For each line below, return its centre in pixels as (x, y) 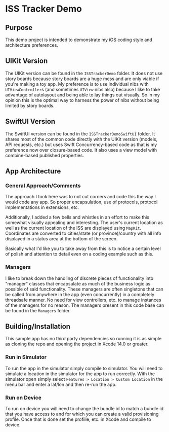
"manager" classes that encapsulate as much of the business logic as (78, 283)
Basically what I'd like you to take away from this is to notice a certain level (83, 248)
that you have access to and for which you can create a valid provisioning (82, 414)
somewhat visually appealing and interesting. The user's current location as (84, 223)
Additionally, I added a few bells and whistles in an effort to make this (77, 217)
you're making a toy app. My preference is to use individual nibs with (77, 84)
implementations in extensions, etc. (42, 207)
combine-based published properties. (45, 155)
